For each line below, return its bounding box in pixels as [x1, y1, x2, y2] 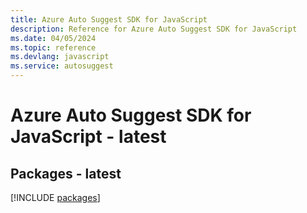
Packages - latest [10, 165, 122, 182]
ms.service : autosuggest [10, 61, 114, 71]
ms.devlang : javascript [10, 52, 110, 62]
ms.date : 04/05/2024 [10, 33, 97, 43]
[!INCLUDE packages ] [10, 192, 101, 203]
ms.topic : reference [10, 42, 97, 53]
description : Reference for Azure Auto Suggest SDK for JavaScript [10, 24, 298, 34]
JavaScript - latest [10, 126, 167, 148]
